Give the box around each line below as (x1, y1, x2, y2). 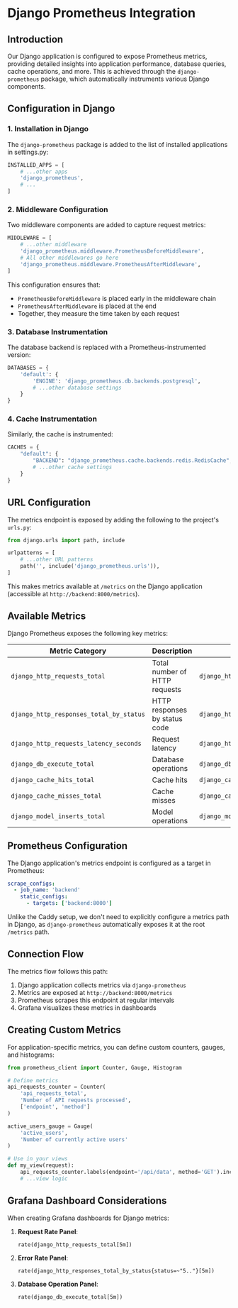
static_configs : (20, 893, 69, 901)
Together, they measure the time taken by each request (17, 309, 180, 317)
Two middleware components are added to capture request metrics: (7, 221, 206, 229)
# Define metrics (7, 1077, 59, 1084)
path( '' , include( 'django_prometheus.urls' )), (20, 563, 160, 570)
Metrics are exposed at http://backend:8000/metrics (17, 988, 173, 996)
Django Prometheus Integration (7, 5, 196, 21)
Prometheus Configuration (7, 840, 128, 852)
